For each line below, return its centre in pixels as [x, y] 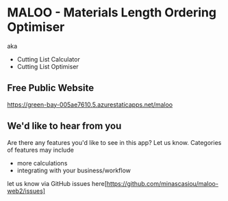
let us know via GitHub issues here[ [57, 183]
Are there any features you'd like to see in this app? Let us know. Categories [114, 142]
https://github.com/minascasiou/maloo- [163, 183]
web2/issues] [26, 191]
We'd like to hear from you [64, 126]
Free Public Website [51, 88]
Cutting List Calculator [48, 59]
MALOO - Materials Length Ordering [112, 13]
